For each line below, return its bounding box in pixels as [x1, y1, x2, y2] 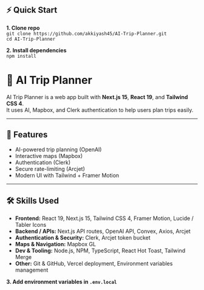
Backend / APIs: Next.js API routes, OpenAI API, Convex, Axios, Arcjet [15, 227, 191, 235]
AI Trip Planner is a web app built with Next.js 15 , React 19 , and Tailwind [6, 93, 188, 100]
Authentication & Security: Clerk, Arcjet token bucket [15, 234, 151, 241]
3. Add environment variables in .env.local [6, 278, 117, 286]
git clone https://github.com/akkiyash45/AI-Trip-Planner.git [6, 30, 167, 36]
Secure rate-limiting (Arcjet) [15, 165, 85, 172]
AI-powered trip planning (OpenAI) [15, 145, 102, 153]
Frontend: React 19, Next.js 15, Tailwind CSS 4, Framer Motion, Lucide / [15, 215, 194, 222]
